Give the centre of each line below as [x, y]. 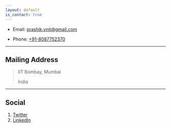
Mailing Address [32, 60]
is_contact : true [24, 15]
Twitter [20, 115]
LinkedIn [22, 120]
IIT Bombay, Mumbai [39, 72]
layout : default [22, 10]
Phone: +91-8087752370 [39, 39]
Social [15, 102]
